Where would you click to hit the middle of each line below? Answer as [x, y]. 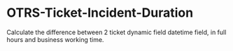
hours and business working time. [55, 39]
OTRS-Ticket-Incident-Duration [100, 13]
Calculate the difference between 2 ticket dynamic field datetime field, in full [116, 32]
